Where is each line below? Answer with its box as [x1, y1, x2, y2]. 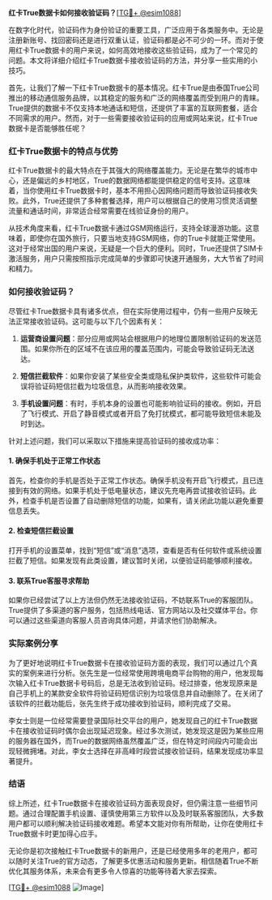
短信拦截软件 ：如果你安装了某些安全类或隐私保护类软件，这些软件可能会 [19, 371, 261, 380]
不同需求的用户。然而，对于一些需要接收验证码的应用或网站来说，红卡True [8, 114, 257, 122]
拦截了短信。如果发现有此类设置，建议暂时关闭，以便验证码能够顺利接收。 [8, 555, 257, 565]
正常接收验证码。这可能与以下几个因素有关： [15, 316, 164, 326]
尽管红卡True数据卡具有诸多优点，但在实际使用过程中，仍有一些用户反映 [8, 306, 251, 315]
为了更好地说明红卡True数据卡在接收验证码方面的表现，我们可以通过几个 [8, 658, 251, 667]
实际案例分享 [8, 638, 59, 649]
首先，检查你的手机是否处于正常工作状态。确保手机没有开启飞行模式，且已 [8, 475, 257, 485]
